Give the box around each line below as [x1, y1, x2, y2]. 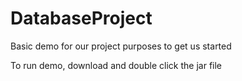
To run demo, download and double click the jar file [10, 59, 223, 71]
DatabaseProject [10, 7, 153, 30]
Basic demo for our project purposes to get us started [10, 40, 232, 52]
